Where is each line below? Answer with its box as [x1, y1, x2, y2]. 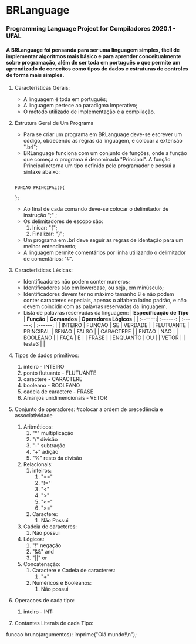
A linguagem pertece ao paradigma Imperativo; [23, 102, 138, 109]
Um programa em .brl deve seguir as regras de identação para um [23, 237, 184, 244]
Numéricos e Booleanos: [32, 579, 92, 586]
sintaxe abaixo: [23, 168, 60, 176]
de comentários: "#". [23, 255, 74, 262]
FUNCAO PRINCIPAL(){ [14, 185, 65, 191]
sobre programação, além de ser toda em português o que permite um [6, 59, 181, 66]
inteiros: [32, 467, 52, 474]
